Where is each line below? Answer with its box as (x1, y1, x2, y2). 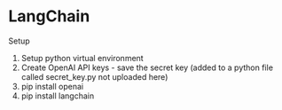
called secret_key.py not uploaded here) (20, 71, 168, 82)
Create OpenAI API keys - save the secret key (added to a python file (20, 62, 274, 73)
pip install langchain (20, 90, 95, 101)
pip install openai (20, 81, 84, 91)
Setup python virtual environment (20, 52, 144, 63)
